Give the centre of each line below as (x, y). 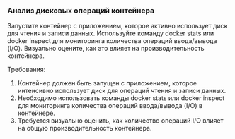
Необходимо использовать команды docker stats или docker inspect (121, 98)
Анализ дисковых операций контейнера (81, 11)
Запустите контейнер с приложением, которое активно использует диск (117, 26)
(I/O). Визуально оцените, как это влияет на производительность (106, 49)
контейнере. (36, 113)
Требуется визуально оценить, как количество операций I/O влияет (121, 121)
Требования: (27, 70)
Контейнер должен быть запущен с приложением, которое (107, 83)
